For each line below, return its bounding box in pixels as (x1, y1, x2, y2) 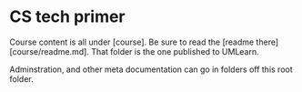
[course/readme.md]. (9, 46, 89, 56)
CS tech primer (9, 6, 126, 27)
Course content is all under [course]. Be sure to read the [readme (9, 36, 255, 47)
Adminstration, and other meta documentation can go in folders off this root (9, 64, 293, 75)
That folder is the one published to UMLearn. (90, 46, 259, 56)
